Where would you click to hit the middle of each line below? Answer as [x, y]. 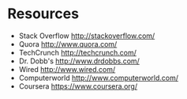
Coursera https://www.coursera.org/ [78, 86]
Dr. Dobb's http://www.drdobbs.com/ [79, 61]
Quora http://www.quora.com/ [68, 44]
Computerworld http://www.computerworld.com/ [99, 78]
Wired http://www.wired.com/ [67, 69]
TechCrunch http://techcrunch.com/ [78, 52]
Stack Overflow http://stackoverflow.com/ [87, 36]
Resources [43, 14]
